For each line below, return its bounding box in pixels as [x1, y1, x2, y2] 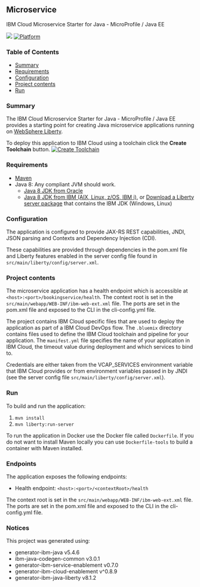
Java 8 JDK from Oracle [23, 187, 84, 194]
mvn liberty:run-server [14, 421, 75, 428]
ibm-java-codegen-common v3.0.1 [14, 555, 100, 563]
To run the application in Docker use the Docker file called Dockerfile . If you [6, 432, 194, 439]
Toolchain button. [6, 146, 51, 153]
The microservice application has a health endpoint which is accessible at [6, 287, 188, 294]
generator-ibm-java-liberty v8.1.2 [14, 574, 97, 582]
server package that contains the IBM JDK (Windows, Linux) [23, 199, 173, 207]
